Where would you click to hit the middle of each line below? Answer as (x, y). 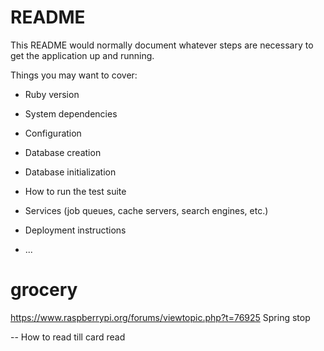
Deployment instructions (75, 230)
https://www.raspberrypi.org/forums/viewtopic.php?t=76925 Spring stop (160, 317)
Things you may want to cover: (74, 75)
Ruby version (52, 94)
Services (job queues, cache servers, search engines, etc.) (146, 210)
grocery (44, 290)
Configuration (53, 133)
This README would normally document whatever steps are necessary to (162, 45)
